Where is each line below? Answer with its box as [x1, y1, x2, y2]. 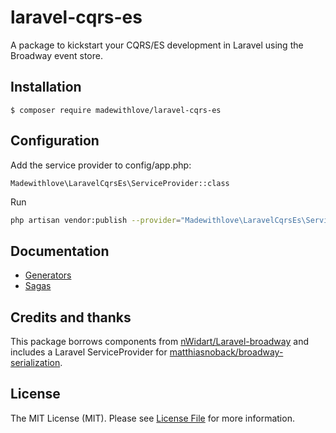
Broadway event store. [10, 49, 103, 61]
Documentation [10, 242, 110, 260]
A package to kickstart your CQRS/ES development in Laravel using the [10, 39, 304, 51]
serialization [10, 357, 61, 369]
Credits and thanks [10, 309, 132, 326]
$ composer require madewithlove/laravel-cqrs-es [10, 105, 222, 115]
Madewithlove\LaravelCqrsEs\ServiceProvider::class [10, 178, 230, 188]
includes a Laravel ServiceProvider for [10, 346, 168, 358]
